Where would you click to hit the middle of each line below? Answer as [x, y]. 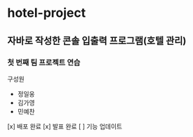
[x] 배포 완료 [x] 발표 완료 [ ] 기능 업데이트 [65, 126]
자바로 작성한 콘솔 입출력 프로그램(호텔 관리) [97, 40]
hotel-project [47, 13]
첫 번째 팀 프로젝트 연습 [44, 63]
